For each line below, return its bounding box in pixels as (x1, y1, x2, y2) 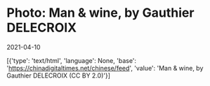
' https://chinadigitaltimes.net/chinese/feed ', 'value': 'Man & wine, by (6, 64, 204, 72)
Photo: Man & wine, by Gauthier (6, 5, 195, 21)
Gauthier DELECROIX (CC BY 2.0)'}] (6, 71, 110, 80)
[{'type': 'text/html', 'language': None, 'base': (6, 56, 137, 64)
